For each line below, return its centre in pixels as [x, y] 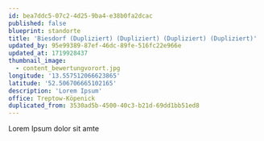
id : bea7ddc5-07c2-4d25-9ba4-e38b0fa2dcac [80, 16]
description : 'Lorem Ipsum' [56, 91]
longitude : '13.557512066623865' [64, 76]
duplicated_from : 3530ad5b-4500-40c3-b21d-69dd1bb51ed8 [104, 106]
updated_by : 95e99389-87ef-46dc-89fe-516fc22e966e [95, 46]
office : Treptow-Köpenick [52, 98]
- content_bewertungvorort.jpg [68, 68]
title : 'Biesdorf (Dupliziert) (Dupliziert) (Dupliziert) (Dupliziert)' [133, 38]
